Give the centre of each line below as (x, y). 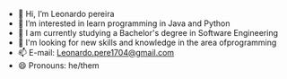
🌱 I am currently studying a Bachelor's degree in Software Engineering (148, 33)
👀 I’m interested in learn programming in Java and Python (124, 23)
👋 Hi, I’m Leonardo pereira (66, 14)
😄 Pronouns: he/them (59, 66)
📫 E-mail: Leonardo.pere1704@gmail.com (96, 53)
